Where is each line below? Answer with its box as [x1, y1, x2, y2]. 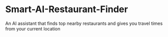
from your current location [5, 25, 61, 31]
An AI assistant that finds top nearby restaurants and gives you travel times [5, 20, 163, 26]
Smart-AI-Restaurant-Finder [5, 4, 128, 15]
